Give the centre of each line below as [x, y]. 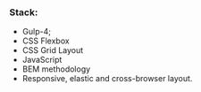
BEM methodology [56, 69]
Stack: [24, 12]
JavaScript [42, 60]
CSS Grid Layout [53, 50]
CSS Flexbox [46, 41]
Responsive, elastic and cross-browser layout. [107, 79]
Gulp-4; [37, 32]
